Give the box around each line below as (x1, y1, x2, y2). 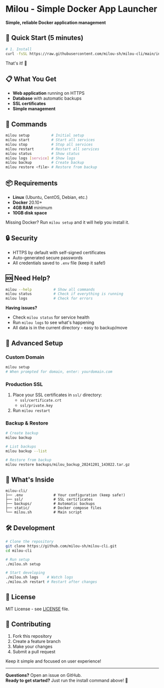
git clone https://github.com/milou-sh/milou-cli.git (5, 543, 117, 548)
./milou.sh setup (5, 561, 41, 566)
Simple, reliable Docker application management (5, 20, 106, 25)
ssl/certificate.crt (19, 398, 62, 403)
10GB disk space (12, 210, 47, 215)
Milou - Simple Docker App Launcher (5, 3, 158, 15)
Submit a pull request (12, 648, 55, 654)
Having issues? (5, 305, 37, 311)
